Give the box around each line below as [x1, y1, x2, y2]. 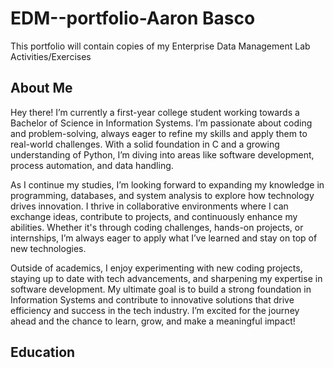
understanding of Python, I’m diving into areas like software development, [10, 148, 315, 161]
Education [10, 344, 76, 361]
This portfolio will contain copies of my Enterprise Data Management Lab [10, 40, 311, 52]
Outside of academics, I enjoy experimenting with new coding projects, [10, 262, 303, 274]
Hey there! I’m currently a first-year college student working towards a [10, 106, 300, 118]
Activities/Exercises [10, 50, 92, 62]
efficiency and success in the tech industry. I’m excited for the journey [10, 304, 300, 316]
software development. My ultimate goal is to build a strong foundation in [10, 283, 312, 295]
